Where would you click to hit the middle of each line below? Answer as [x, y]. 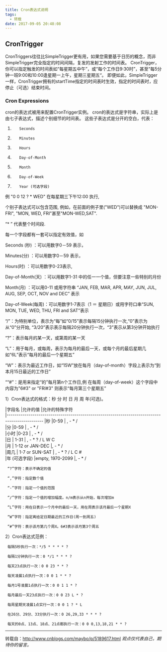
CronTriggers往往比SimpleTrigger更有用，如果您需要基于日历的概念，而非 [81, 57]
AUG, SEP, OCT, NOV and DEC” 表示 [42, 294]
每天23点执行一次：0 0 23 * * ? [38, 566]
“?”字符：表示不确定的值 [29, 469]
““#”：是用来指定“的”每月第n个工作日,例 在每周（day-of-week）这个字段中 [82, 382]
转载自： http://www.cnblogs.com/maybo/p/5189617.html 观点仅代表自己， [81, 639]
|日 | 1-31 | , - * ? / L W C [30, 440]
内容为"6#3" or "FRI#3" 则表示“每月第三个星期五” [56, 389]
